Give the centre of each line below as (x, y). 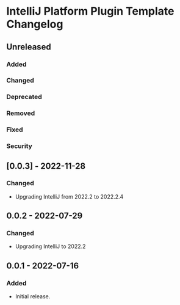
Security (19, 146)
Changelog (35, 24)
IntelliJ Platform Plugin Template (90, 11)
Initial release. (33, 296)
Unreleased (29, 47)
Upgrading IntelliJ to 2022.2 (50, 246)
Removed (21, 113)
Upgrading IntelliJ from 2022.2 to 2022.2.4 (69, 196)
